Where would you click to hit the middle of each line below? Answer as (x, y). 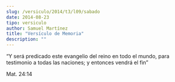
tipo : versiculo (26, 23)
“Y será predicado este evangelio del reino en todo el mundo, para (88, 56)
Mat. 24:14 (19, 74)
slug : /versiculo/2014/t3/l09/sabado (53, 12)
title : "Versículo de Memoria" (45, 34)
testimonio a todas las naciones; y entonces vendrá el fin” (77, 62)
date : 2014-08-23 (28, 17)
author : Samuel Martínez (37, 28)
